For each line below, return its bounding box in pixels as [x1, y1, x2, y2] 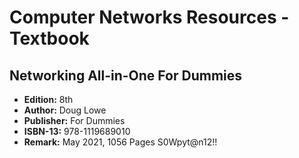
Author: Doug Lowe [23, 104, 107, 116]
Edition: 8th [23, 94, 74, 105]
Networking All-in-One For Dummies [9, 67, 243, 84]
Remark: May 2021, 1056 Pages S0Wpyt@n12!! [23, 136, 218, 148]
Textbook [9, 27, 90, 50]
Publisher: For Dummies [23, 115, 126, 126]
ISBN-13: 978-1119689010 [23, 126, 131, 137]
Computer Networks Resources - [9, 6, 290, 29]
